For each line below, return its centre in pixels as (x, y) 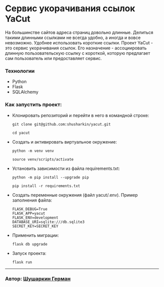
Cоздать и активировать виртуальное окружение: (64, 142)
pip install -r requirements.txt (46, 186)
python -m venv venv (33, 151)
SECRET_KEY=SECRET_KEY (35, 226)
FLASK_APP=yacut (29, 213)
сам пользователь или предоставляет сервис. (53, 58)
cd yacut (21, 133)
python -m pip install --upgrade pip (51, 177)
